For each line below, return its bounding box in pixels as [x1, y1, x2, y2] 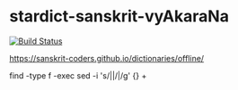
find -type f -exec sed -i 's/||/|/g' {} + [9, 70, 147, 81]
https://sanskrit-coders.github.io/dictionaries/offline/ [9, 53, 205, 63]
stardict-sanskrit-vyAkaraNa [9, 6, 229, 27]
